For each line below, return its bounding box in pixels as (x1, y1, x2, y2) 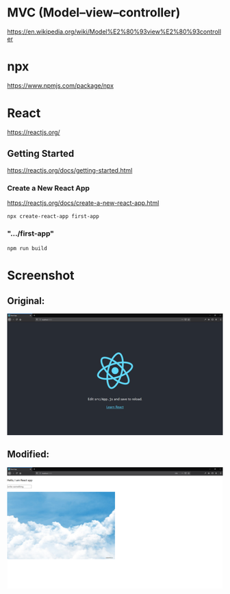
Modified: (7, 449, 50, 460)
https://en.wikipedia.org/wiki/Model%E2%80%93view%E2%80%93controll (7, 27, 221, 36)
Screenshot (7, 268, 75, 284)
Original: (7, 295, 45, 306)
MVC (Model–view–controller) (7, 5, 181, 21)
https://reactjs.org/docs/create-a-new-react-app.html (7, 199, 159, 207)
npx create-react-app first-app (7, 212, 99, 220)
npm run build (7, 245, 48, 252)
